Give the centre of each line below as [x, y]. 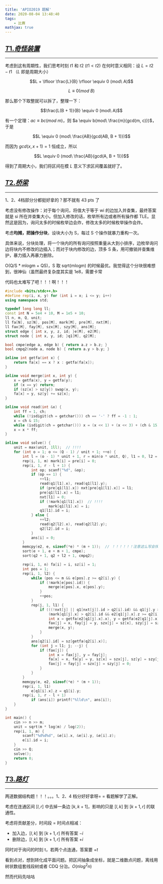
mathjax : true [19, 28]
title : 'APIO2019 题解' [28, 9]
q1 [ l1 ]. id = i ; [55, 511]
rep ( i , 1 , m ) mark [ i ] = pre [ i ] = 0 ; [59, 461]
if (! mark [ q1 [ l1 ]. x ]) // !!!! [71, 501]
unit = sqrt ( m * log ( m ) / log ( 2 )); [50, 727]
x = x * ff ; [26, 430]
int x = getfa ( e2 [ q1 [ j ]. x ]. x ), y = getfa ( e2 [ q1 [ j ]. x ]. [105, 619]
